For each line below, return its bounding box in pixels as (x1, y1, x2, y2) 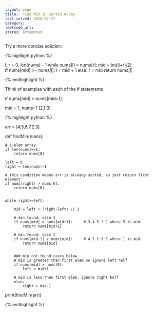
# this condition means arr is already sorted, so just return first (5, 173, 150, 177)
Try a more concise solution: (5, 43, 62, 49)
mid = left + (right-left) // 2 (14, 207, 79, 212)
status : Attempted (5, 30, 42, 35)
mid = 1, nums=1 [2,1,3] (5, 105, 51, 111)
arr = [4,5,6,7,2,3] (5, 124, 40, 130)
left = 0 (5, 160, 23, 165)
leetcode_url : (5, 25, 34, 30)
